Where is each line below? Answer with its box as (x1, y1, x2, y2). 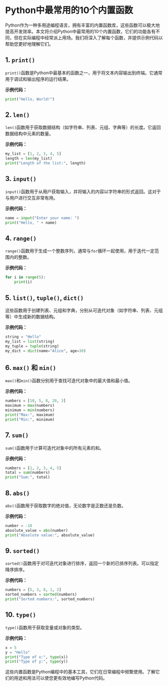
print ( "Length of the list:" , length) (5, 161, 86, 166)
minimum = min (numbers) (5, 408, 55, 413)
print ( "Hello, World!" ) (5, 96, 55, 102)
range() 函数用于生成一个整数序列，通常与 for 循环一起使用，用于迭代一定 (5, 248, 155, 254)
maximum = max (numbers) (5, 403, 55, 408)
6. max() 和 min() (5, 363, 56, 372)
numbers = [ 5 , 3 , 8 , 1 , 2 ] (5, 587, 61, 592)
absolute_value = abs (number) (5, 528, 68, 533)
